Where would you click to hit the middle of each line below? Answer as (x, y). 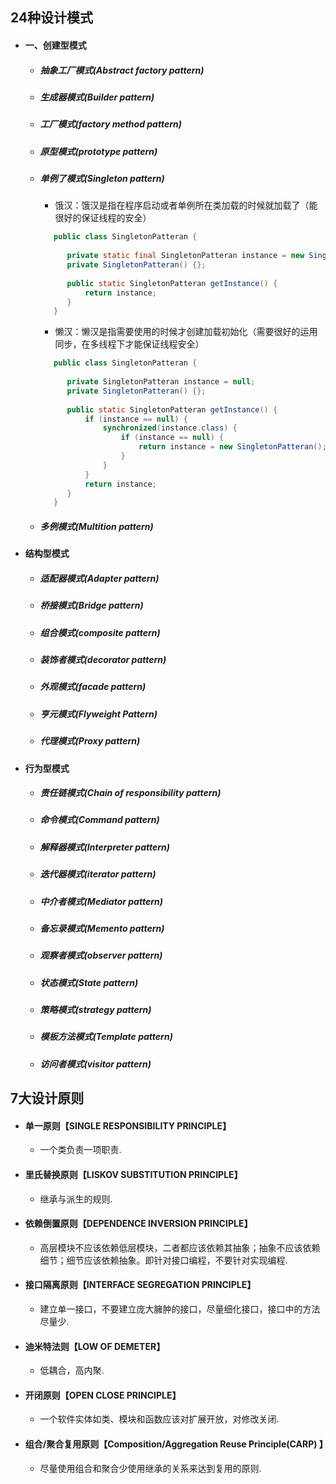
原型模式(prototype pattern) (98, 151)
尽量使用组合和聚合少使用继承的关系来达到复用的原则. (150, 1468)
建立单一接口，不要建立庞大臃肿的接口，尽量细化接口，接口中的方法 (180, 1309)
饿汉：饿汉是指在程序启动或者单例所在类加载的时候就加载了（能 (186, 205)
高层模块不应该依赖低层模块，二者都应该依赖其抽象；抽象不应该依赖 (180, 1247)
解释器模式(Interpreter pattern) (104, 847)
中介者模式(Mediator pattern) (101, 901)
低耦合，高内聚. (72, 1370)
